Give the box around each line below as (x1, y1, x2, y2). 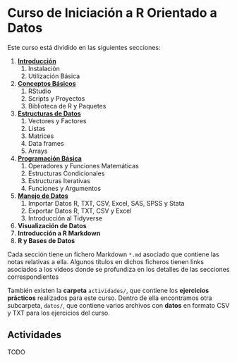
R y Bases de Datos (17, 236, 75, 244)
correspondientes (7, 273, 59, 281)
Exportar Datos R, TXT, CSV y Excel (28, 206, 132, 215)
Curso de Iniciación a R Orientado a (7, 5, 217, 21)
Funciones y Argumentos (28, 184, 101, 192)
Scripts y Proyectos (28, 94, 85, 103)
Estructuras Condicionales (28, 169, 105, 177)
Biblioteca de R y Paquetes (28, 101, 107, 110)
